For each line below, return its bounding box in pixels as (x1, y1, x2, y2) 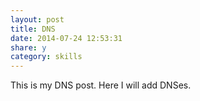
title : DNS (10, 24, 56, 34)
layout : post (10, 14, 65, 25)
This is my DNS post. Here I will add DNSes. (10, 79, 192, 91)
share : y (10, 42, 47, 53)
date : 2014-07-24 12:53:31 (10, 33, 123, 43)
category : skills (10, 52, 83, 62)
